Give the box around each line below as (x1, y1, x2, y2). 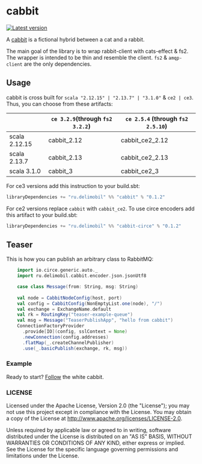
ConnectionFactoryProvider (17, 323, 85, 329)
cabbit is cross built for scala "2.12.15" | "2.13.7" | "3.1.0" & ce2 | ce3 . (6, 93, 194, 101)
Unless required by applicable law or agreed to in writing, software (6, 427, 171, 434)
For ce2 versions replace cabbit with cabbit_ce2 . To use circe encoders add (6, 205, 195, 212)
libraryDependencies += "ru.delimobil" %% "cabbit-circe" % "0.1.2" (6, 223, 182, 229)
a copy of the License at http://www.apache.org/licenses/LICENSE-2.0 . (6, 415, 183, 422)
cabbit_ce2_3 (120, 167, 159, 175)
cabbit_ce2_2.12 (120, 136, 168, 144)
